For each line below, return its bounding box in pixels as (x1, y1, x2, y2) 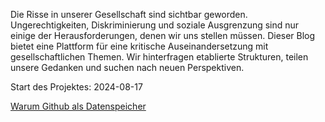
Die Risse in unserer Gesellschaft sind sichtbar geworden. (10, 9, 248, 20)
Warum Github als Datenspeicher (10, 100, 147, 112)
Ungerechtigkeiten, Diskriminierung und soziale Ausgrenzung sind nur (10, 19, 300, 31)
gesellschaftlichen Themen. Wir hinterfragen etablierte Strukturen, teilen (10, 51, 309, 63)
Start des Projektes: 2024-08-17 (10, 81, 143, 93)
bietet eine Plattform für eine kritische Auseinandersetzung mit (10, 40, 269, 52)
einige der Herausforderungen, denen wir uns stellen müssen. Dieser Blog (10, 30, 316, 41)
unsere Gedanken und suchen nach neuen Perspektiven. (10, 62, 245, 73)
